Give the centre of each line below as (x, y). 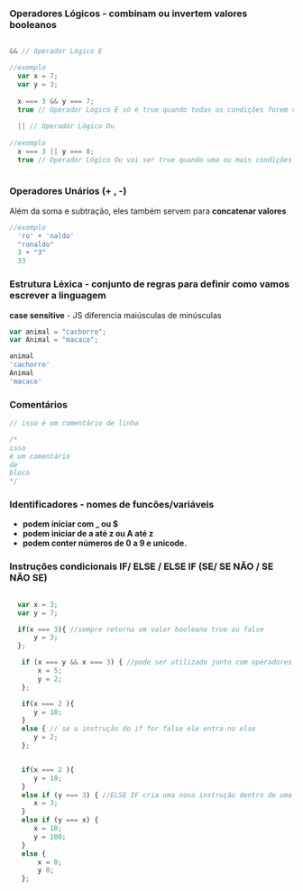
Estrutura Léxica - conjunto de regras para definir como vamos (150, 284)
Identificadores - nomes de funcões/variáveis (112, 505)
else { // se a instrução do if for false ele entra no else (138, 729)
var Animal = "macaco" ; (54, 340)
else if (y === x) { (60, 820)
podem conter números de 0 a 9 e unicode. (105, 543)
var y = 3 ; (38, 84)
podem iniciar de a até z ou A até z (88, 534)
